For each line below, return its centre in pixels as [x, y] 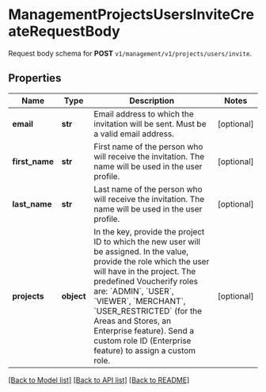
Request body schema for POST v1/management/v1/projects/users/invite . [130, 53]
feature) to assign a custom [145, 350]
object [74, 296]
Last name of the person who [148, 189]
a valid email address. [134, 134]
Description [152, 101]
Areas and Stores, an [133, 321]
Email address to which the [144, 114]
